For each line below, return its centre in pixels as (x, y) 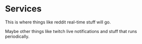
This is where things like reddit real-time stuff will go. (58, 22)
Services (24, 9)
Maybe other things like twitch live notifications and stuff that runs (71, 31)
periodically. (17, 36)
